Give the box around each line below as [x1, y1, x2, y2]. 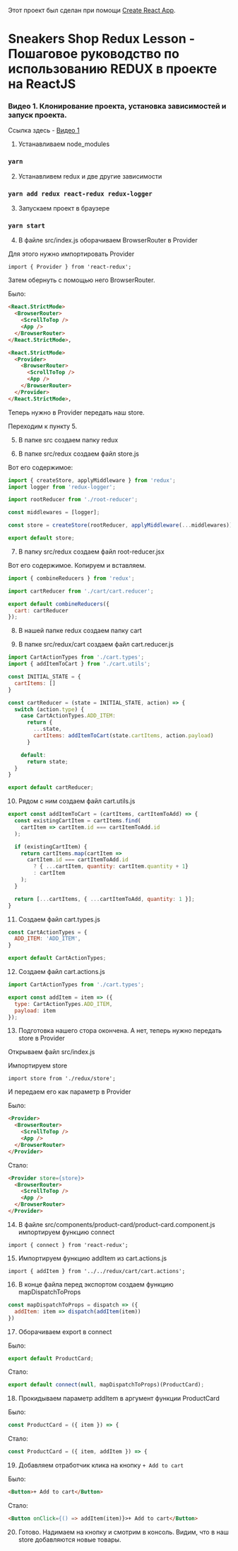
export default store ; [8, 534, 75, 542]
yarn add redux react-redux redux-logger [8, 189, 153, 198]
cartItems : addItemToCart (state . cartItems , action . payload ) [33, 732, 214, 739]
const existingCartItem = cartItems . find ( [14, 817, 141, 824]
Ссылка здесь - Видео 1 [8, 126, 80, 135]
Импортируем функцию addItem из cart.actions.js [18, 1254, 167, 1262]
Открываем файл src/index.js [8, 1048, 95, 1056]
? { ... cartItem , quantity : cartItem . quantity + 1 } [33, 863, 189, 870]
